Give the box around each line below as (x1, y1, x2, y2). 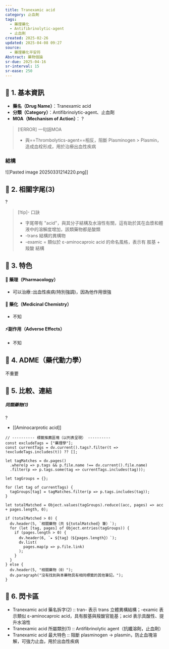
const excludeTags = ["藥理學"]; (5, 441, 73, 446)
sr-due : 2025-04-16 (5, 59, 46, 64)
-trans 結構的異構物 (25, 232, 66, 238)
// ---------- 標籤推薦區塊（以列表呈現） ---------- (5, 436, 111, 441)
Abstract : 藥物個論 (5, 54, 43, 60)
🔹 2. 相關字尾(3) (5, 185, 55, 194)
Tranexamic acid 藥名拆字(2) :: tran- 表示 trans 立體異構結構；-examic (12, 607, 158, 613)
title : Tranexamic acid (5, 7, 55, 13)
